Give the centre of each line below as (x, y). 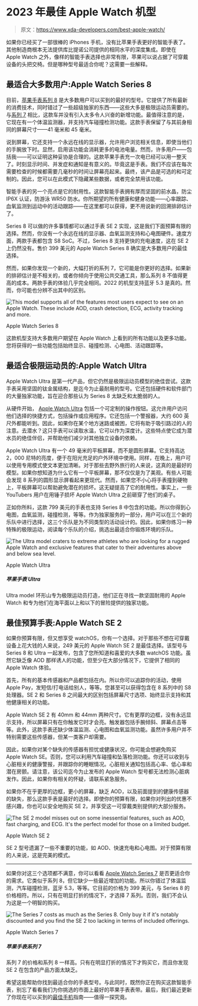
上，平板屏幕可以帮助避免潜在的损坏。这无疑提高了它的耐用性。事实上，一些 (99, 487)
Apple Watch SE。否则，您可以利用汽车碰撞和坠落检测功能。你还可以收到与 (98, 757)
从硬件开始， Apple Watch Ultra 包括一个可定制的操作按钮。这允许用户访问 (97, 408)
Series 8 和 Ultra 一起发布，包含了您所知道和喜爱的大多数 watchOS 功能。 (96, 653)
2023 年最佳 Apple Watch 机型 (81, 12)
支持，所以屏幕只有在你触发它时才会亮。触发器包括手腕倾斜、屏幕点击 (96, 722)
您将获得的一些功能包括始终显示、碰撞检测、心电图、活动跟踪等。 (86, 345)
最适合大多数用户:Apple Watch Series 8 (79, 85)
